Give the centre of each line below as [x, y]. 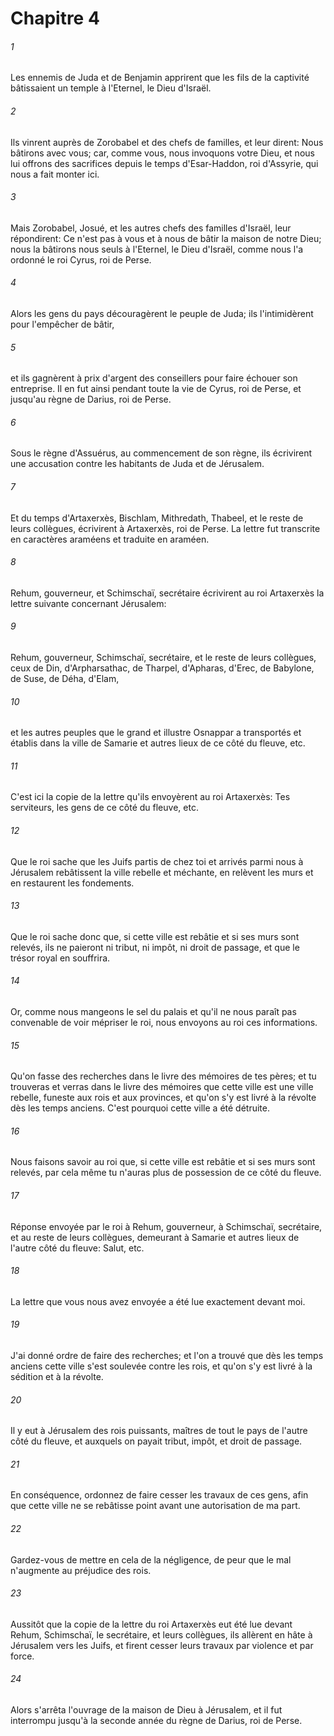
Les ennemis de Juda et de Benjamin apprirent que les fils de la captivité [160, 78]
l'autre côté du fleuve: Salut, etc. [77, 1248]
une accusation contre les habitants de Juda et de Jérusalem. [137, 464]
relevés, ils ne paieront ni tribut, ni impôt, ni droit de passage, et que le [155, 947]
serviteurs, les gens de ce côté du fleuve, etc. [104, 808]
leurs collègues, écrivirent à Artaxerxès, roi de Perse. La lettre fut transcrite [165, 528]
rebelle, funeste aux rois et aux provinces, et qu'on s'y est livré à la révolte [163, 1098]
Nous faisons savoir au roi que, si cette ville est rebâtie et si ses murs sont [163, 1162]
